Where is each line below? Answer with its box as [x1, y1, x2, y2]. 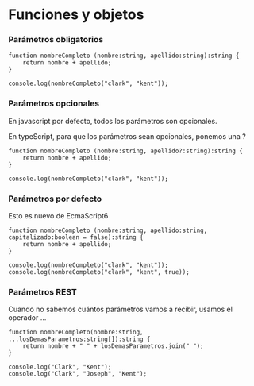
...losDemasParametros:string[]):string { [8, 335, 151, 343]
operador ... [8, 313, 47, 322]
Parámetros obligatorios [8, 34, 104, 45]
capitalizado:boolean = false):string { [8, 234, 144, 241]
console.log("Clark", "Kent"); [8, 363, 112, 371]
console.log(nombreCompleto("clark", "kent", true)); [8, 268, 190, 276]
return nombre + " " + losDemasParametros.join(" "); [22, 342, 204, 350]
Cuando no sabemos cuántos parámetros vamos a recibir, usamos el [8, 304, 233, 315]
